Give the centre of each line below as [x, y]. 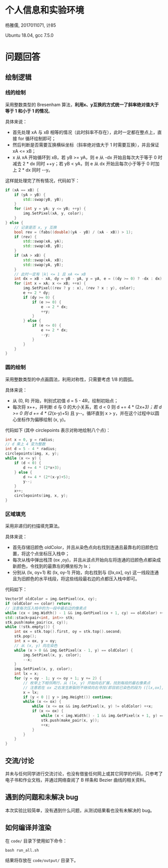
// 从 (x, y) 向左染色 [36, 645]
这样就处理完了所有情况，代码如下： [42, 180]
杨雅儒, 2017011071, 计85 [31, 25]
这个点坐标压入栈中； [48, 554]
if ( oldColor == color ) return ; [39, 604]
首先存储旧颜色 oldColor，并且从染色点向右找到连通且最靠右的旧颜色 [83, 548]
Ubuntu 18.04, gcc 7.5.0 [29, 35]
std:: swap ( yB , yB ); [43, 199]
